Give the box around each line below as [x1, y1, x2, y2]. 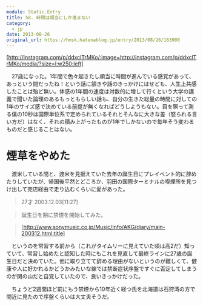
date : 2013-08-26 [6, 32, 50, 38]
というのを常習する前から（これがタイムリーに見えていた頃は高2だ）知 [11, 242, 190, 249]
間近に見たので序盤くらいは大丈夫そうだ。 [6, 293, 113, 300]
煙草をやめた [6, 149, 71, 163]
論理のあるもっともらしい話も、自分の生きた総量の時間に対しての [32, 95, 198, 102]
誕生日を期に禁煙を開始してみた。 [21, 211, 107, 218]
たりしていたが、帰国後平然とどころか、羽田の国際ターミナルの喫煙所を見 [6, 178, 192, 185]
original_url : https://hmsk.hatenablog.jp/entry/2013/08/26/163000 [6, 37, 181, 43]
